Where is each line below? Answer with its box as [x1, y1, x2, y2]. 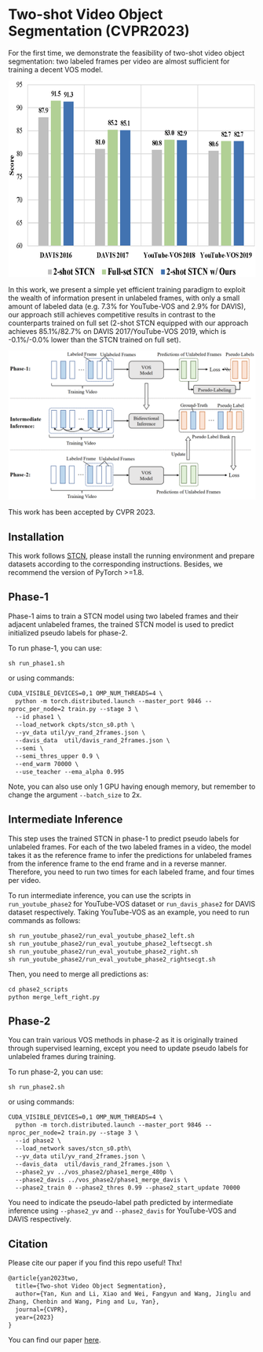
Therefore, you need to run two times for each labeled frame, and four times [8, 867, 255, 877]
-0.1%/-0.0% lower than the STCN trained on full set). [8, 335, 181, 344]
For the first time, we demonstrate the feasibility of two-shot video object [8, 48, 245, 57]
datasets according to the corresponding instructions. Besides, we [8, 559, 224, 569]
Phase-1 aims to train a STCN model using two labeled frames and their [8, 611, 239, 621]
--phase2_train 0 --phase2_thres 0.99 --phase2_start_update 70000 [15, 1184, 241, 1192]
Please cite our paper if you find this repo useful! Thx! [8, 1259, 182, 1268]
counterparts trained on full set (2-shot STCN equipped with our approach [8, 318, 249, 328]
